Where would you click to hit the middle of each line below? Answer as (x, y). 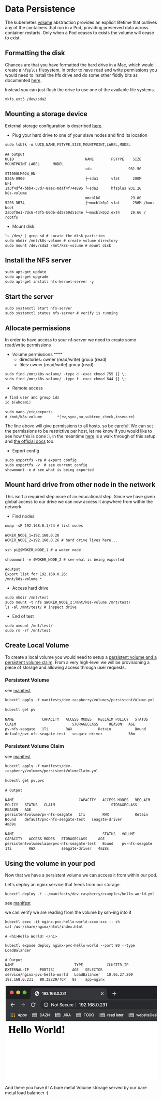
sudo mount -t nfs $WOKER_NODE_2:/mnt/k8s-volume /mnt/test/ (68, 602)
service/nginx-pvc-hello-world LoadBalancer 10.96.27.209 (69, 975)
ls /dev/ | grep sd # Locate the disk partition (55, 236)
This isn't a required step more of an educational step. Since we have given (80, 496)
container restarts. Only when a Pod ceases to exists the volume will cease (80, 32)
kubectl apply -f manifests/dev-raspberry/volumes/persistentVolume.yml (80, 700)
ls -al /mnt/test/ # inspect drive (41, 607)
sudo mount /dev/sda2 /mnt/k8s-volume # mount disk (58, 245)
